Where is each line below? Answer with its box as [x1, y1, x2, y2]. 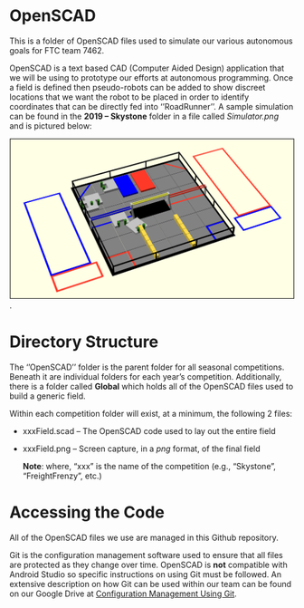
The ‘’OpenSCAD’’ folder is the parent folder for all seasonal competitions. [9, 362, 285, 372]
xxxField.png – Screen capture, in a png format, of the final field [22, 443, 261, 454]
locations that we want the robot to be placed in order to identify [9, 92, 250, 102]
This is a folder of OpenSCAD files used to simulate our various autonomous [9, 35, 293, 46]
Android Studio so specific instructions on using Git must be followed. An [9, 568, 282, 580]
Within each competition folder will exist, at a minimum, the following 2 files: [9, 408, 292, 419]
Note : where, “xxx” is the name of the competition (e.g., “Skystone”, [22, 460, 276, 471]
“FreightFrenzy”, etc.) [22, 470, 102, 481]
